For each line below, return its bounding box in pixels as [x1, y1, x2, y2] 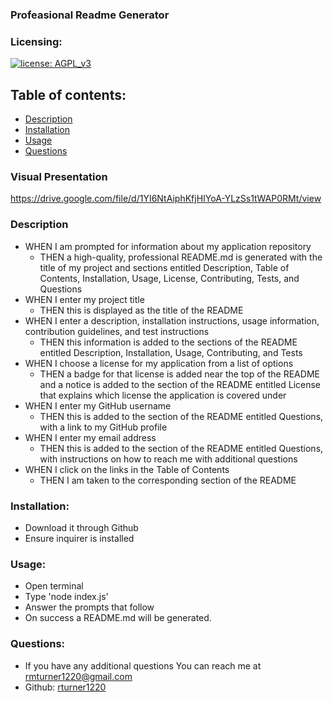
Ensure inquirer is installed [24, 532, 135, 544]
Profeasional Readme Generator [10, 8, 170, 22]
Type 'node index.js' [24, 591, 109, 603]
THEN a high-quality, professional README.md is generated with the [39, 251, 323, 263]
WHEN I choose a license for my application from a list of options [24, 357, 294, 369]
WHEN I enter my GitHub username [24, 399, 172, 412]
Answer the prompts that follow [24, 601, 155, 613]
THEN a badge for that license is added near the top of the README [39, 368, 320, 380]
